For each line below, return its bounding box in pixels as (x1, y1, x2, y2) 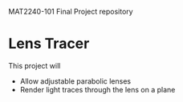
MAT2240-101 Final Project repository (8, 7, 134, 16)
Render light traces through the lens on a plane (19, 84, 176, 94)
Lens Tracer (8, 35, 90, 53)
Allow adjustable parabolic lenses (19, 76, 131, 86)
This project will (8, 61, 61, 70)
